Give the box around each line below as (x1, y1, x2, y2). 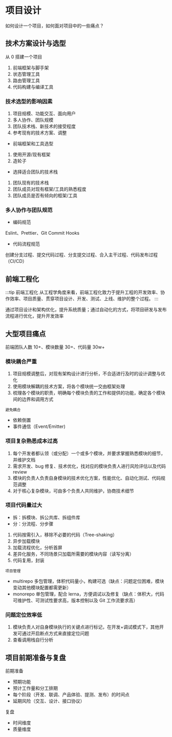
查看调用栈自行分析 (12, 637, 54, 643)
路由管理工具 (12, 77, 40, 84)
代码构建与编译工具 (12, 84, 54, 90)
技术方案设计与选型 (5, 39, 66, 48)
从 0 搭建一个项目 (5, 53, 42, 59)
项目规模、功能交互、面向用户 (12, 111, 76, 117)
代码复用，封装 (12, 557, 45, 563)
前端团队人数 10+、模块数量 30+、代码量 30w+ (5, 344, 105, 350)
